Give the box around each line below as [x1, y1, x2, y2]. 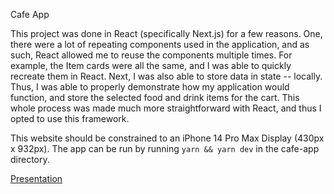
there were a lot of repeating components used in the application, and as [10, 39, 310, 50]
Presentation [10, 173, 63, 184]
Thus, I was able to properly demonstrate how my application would [10, 81, 290, 93]
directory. [10, 154, 50, 165]
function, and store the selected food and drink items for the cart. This [10, 92, 300, 103]
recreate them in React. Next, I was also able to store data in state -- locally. [10, 70, 323, 82]
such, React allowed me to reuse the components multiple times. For [10, 49, 293, 61]
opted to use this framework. [10, 113, 130, 124]
